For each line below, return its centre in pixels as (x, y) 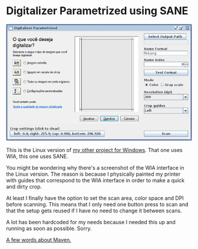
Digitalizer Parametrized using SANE (97, 11)
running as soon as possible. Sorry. (49, 228)
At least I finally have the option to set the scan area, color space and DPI (95, 198)
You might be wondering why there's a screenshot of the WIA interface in (95, 167)
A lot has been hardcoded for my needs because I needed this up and (91, 222)
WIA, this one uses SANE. (37, 156)
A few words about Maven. (39, 240)
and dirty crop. (24, 186)
